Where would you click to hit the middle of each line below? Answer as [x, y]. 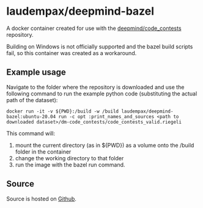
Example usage [36, 72]
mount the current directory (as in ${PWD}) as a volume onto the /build [105, 145]
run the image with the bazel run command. [70, 165]
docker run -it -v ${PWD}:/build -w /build [63, 111]
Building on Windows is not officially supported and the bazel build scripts [100, 46]
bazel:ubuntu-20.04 [31, 117]
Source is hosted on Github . [41, 199]
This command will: [31, 133]
